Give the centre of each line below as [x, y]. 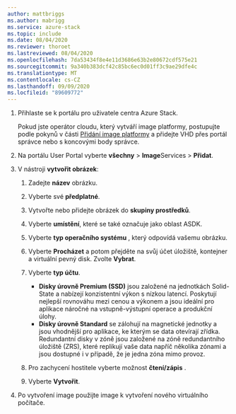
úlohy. [47, 316]
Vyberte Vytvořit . [54, 381]
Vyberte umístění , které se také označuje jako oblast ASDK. [115, 224]
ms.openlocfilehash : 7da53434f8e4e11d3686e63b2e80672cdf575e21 [102, 60]
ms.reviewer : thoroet [39, 47]
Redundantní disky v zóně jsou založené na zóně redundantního [132, 339]
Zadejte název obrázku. [63, 183]
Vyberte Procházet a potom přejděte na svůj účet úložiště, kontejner [128, 251]
